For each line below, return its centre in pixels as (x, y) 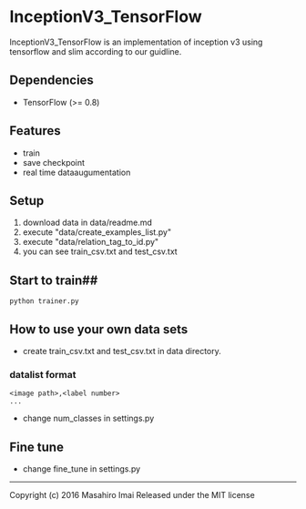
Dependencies (51, 81)
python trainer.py (44, 301)
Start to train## (54, 280)
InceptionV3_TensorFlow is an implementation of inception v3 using (136, 42)
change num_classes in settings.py (88, 418)
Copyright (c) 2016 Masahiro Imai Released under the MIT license (132, 495)
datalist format (43, 374)
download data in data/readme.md (87, 223)
